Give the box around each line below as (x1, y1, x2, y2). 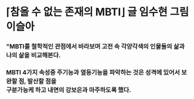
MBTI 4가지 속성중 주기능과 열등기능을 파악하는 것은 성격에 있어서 (6, 69, 181, 77)
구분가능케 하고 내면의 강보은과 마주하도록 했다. (6, 86, 131, 94)
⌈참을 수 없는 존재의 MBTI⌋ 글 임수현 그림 (6, 5, 189, 19)
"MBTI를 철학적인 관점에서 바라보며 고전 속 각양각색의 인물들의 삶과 (6, 42, 185, 50)
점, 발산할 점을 (18, 77, 57, 86)
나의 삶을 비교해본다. (6, 51, 61, 59)
